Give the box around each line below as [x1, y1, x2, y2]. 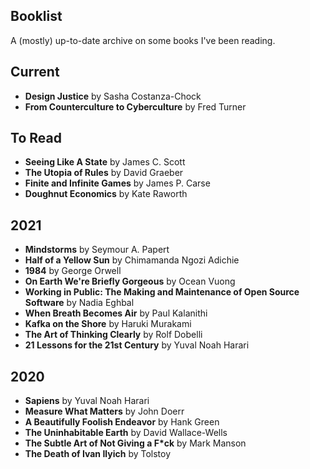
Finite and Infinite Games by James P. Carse [24, 177, 211, 189]
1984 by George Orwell [24, 265, 122, 277]
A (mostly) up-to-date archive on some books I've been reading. [10, 34, 276, 46]
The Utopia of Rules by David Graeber [24, 167, 184, 179]
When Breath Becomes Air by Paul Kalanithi [24, 307, 208, 319]
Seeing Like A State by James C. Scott [24, 156, 186, 168]
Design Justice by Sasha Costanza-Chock [24, 90, 202, 102]
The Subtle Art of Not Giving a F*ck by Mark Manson [24, 437, 247, 449]
